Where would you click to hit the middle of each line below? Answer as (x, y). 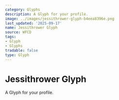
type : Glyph (17, 55)
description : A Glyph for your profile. (47, 14)
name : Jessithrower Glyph (31, 28)
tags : (10, 37)
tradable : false (21, 50)
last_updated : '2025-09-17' (34, 23)
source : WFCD (18, 32)
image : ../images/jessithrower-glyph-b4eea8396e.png (60, 19)
